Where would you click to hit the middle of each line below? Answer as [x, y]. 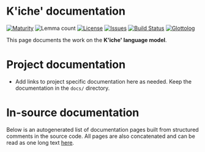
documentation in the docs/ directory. [62, 88]
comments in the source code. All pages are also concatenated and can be [101, 136]
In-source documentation [73, 113]
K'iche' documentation [66, 11]
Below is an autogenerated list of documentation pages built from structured [102, 129]
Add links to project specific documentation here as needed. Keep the [103, 81]
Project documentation [66, 65]
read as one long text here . [40, 142]
